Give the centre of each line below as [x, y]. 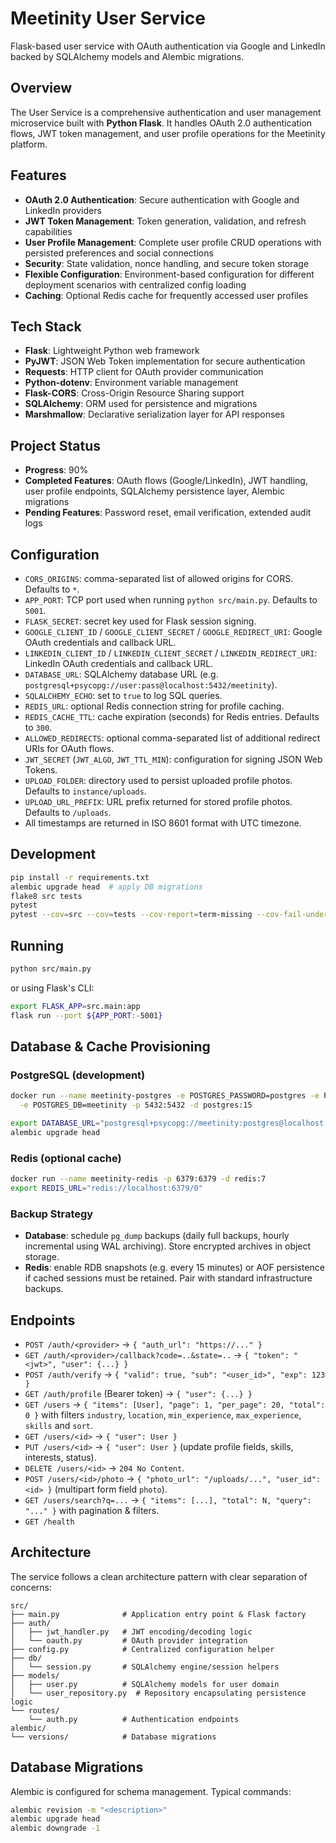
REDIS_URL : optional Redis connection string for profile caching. [154, 706]
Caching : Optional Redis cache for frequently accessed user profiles [166, 295]
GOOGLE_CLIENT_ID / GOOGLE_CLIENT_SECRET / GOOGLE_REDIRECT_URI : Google [173, 631]
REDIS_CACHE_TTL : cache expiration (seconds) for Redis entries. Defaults [172, 716]
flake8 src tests [46, 896]
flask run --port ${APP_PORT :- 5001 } [86, 1015]
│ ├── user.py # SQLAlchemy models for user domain [145, 1684]
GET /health [49, 1522]
